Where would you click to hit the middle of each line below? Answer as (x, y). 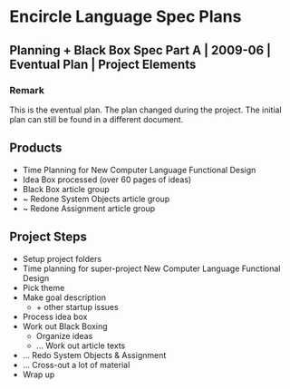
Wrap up (39, 374)
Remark (27, 90)
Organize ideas (64, 336)
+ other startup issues (77, 306)
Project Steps (48, 237)
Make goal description (64, 297)
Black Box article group (66, 189)
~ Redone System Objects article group (96, 199)
